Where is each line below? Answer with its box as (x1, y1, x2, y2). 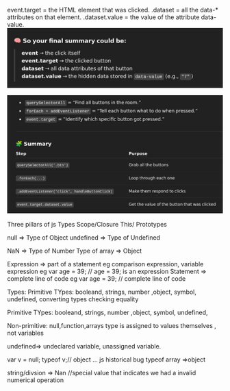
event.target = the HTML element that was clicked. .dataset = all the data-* (7, 6, 219, 14)
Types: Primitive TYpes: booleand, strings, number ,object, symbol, (7, 288, 197, 296)
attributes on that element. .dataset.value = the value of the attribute (7, 13, 200, 21)
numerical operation (7, 376, 64, 384)
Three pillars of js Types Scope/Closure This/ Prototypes (7, 220, 168, 228)
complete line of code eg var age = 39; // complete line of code (7, 274, 186, 283)
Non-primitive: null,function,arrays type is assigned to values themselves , (7, 321, 217, 329)
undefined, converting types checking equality (7, 294, 139, 303)
